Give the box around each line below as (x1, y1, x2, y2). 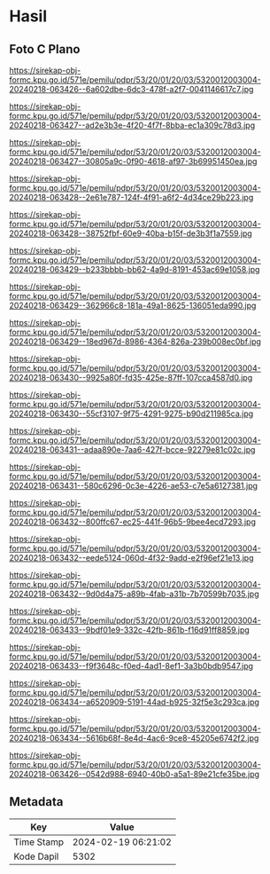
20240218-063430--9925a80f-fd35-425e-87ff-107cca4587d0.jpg (9, 373, 253, 382)
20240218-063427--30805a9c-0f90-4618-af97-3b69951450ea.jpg (9, 156, 258, 166)
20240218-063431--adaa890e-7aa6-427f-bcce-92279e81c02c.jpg (9, 445, 256, 454)
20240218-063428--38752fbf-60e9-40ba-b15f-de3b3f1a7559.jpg (9, 228, 252, 239)
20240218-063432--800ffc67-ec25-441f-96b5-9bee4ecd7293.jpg (9, 516, 257, 527)
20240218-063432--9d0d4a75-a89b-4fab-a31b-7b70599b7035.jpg (9, 588, 259, 599)
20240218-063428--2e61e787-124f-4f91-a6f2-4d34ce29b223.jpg (9, 193, 254, 202)
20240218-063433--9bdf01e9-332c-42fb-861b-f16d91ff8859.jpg (9, 625, 250, 635)
